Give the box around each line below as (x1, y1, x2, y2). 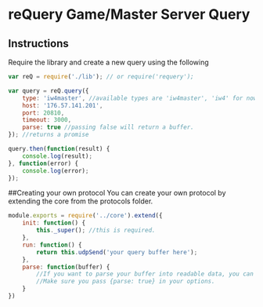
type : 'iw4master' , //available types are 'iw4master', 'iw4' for (22, 94, 243, 102)
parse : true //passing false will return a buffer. (22, 123, 194, 131)
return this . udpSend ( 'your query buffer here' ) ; (36, 248, 198, 256)
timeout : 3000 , (22, 116, 72, 124)
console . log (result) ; (22, 152, 92, 160)
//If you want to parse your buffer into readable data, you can (36, 270, 254, 278)
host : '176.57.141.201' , (22, 101, 103, 109)
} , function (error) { (8, 159, 79, 167)
